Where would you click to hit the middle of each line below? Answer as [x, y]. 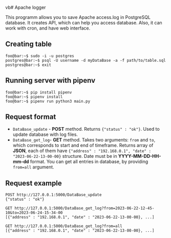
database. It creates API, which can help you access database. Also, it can [84, 23]
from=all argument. [34, 167]
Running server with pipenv [50, 80]
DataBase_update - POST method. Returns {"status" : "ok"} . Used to [86, 129]
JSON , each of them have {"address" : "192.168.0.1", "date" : [82, 151]
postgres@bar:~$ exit [28, 65]
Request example [34, 183]
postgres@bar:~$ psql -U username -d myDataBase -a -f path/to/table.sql [86, 60]
